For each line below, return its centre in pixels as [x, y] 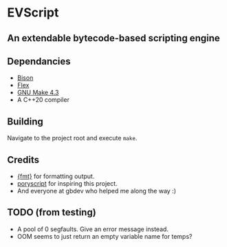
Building [25, 121]
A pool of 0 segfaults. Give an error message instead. [93, 229]
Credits [23, 160]
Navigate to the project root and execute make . [72, 138]
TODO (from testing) [52, 212]
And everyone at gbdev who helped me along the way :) [97, 191]
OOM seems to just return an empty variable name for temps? [105, 236]
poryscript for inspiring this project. [67, 184]
